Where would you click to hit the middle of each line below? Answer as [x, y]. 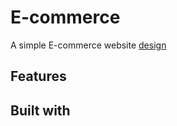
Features [38, 76]
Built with [40, 110]
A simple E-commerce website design [88, 45]
